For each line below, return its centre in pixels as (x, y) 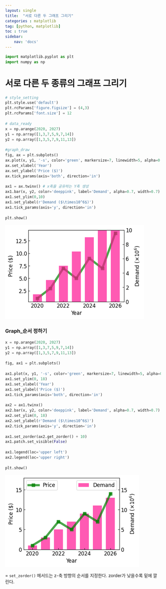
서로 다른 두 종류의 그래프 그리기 (66, 83)
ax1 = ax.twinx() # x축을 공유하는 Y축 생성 (47, 187)
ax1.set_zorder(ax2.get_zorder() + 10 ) (46, 437)
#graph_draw (17, 150)
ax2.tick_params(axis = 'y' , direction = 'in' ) (51, 426)
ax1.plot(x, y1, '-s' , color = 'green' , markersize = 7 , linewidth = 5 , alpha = (83, 374)
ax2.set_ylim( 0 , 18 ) (26, 416)
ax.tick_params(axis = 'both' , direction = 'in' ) (53, 176)
